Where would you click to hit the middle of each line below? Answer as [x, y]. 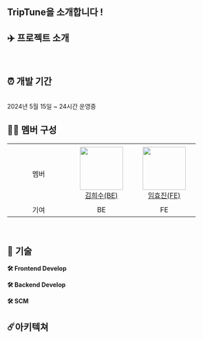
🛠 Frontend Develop [37, 269]
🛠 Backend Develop [36, 285]
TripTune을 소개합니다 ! [55, 12]
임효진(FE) [164, 195]
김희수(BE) [101, 195]
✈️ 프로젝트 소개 [38, 37]
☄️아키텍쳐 [28, 327]
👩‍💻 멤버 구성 [32, 130]
